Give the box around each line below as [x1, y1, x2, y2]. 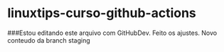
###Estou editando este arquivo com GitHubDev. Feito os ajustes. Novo [7, 28, 218, 37]
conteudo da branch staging [7, 36, 90, 44]
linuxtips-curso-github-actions [7, 5, 197, 21]
